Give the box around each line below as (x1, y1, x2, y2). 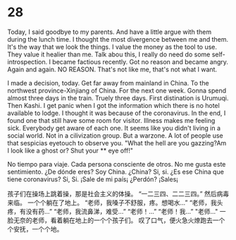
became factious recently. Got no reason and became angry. (52, 57, 229, 66)
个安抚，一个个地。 (7, 224, 63, 233)
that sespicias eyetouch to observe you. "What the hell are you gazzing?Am (7, 138, 227, 147)
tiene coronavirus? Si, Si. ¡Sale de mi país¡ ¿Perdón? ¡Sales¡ (7, 174, 178, 184)
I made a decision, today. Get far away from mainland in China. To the (7, 78, 209, 87)
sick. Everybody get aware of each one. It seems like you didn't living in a (7, 124, 221, 132)
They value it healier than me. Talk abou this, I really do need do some (7, 50, 211, 59)
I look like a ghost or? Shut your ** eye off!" (7, 146, 134, 155)
